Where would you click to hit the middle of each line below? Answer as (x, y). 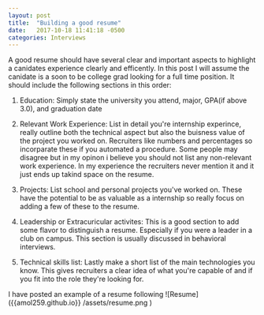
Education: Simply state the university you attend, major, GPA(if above (133, 100)
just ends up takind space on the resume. (87, 174)
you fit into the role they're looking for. (82, 279)
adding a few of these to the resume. (79, 207)
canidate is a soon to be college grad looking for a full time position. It (121, 77)
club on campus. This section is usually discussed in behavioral (123, 238)
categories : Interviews (47, 37)
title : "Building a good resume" (65, 23)
